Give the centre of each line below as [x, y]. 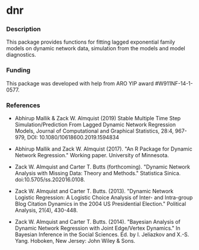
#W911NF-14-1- [174, 83]
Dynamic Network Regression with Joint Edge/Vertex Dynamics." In [97, 228]
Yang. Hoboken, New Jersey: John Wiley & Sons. [75, 241]
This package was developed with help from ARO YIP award [80, 83]
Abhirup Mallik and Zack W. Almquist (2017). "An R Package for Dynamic [103, 149]
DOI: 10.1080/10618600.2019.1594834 [73, 138]
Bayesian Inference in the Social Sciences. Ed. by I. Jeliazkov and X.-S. [102, 234]
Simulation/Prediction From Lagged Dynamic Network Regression [95, 125]
